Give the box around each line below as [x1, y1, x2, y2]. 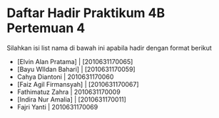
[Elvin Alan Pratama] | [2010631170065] [16, 57, 133, 65]
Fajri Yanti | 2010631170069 [16, 102, 98, 111]
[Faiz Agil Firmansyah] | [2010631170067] [16, 80, 140, 88]
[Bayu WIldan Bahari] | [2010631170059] [16, 65, 136, 73]
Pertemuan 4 [6, 20, 86, 36]
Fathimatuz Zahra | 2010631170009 [16, 87, 121, 96]
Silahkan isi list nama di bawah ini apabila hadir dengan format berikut [6, 43, 212, 52]
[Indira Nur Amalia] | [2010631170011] [16, 95, 126, 104]
